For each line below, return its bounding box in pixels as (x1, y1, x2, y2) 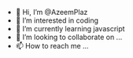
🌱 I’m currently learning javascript (15, 24, 125, 33)
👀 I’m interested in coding (15, 16, 99, 25)
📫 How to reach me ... (15, 42, 89, 50)
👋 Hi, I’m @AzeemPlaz (15, 8, 88, 16)
